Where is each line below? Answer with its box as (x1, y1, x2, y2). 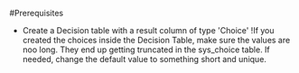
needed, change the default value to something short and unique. (22, 54, 266, 64)
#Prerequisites (9, 8, 64, 18)
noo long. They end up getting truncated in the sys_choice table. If (22, 44, 271, 55)
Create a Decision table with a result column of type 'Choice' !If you (22, 25, 275, 35)
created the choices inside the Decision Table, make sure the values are (22, 35, 291, 45)
